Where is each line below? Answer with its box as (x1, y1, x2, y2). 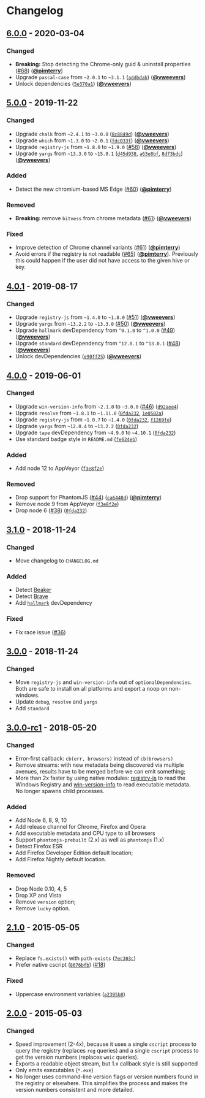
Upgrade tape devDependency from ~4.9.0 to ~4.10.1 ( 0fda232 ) (15, 429, 176, 436)
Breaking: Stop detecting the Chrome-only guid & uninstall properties (15, 60, 191, 67)
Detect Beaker (15, 586, 52, 594)
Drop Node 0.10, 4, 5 (15, 885, 67, 893)
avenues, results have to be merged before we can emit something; (15, 768, 185, 775)
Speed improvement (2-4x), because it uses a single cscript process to (15, 1040, 197, 1048)
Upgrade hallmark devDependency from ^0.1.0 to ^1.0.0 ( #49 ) (15, 326, 176, 334)
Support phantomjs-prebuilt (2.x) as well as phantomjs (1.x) (15, 836, 165, 843)
